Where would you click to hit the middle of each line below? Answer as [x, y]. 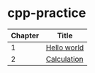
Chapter [25, 35]
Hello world [65, 47]
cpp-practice [47, 13]
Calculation [65, 59]
